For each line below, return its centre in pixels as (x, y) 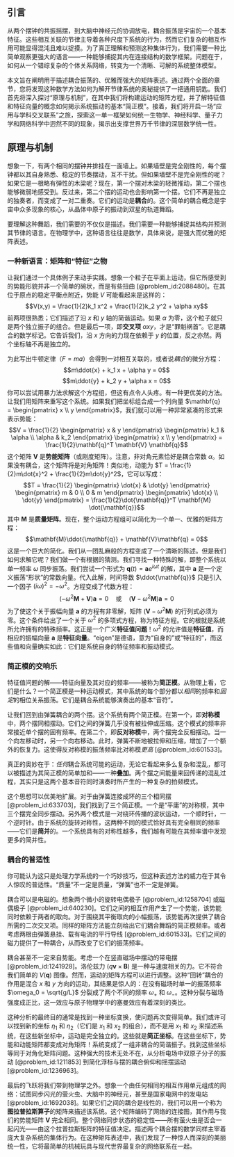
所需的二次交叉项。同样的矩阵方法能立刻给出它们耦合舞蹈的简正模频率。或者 (117, 925)
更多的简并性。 (28, 840)
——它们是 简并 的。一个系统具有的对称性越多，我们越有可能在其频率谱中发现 (117, 831)
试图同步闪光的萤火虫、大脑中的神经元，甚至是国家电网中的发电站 (114, 1094)
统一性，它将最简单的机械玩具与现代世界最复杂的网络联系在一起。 (101, 1147)
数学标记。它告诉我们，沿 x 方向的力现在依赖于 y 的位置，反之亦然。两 (120, 335)
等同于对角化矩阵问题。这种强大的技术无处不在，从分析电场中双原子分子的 (114, 1053)
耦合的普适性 (29, 859)
